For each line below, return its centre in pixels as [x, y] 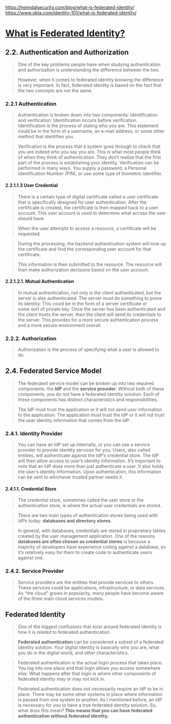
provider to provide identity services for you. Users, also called [84, 450]
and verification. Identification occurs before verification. [78, 120]
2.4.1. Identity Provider [34, 433]
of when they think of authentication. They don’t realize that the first [89, 157]
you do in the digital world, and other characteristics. [73, 653]
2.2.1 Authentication [31, 104]
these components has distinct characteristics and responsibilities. [88, 400]
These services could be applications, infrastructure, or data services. [92, 588]
